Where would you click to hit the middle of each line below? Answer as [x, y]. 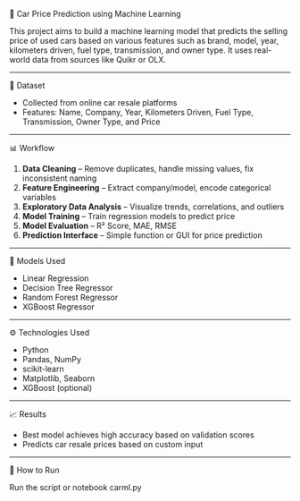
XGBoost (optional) [57, 388]
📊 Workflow [32, 148]
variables [39, 197]
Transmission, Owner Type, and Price [91, 122]
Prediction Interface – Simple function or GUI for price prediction [142, 235]
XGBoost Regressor [58, 307]
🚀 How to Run [34, 470]
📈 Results [28, 414]
